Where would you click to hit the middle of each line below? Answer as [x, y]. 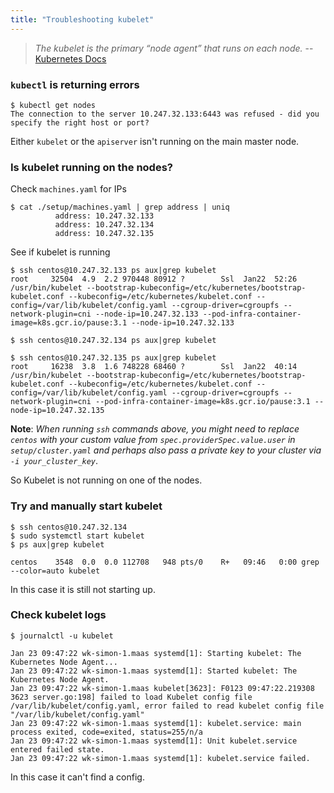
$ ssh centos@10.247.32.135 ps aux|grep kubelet [113, 358]
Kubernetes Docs [70, 58]
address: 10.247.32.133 [104, 216]
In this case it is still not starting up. [83, 589]
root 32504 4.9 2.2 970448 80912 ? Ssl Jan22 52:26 [154, 279]
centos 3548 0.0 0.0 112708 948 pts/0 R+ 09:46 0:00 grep [165, 562]
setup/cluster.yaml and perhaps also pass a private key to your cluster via [166, 450]
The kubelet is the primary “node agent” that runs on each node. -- [174, 48]
